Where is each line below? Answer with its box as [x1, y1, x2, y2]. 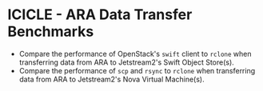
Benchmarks [7, 22, 94, 41]
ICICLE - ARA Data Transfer [7, 6, 193, 24]
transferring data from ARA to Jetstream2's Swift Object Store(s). [18, 57, 235, 67]
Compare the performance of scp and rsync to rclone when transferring [18, 65, 256, 75]
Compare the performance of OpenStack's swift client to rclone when [18, 49, 252, 58]
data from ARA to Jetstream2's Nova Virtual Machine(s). [18, 74, 205, 84]
